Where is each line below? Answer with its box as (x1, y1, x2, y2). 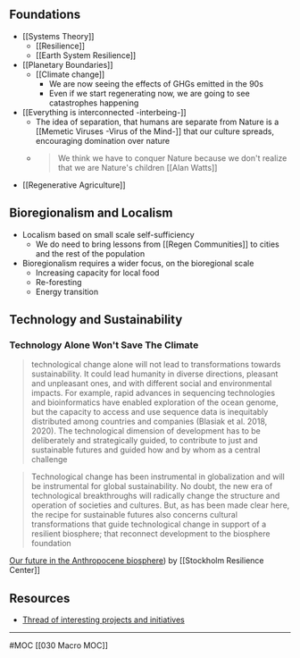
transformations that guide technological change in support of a (30, 519, 266, 530)
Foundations (9, 7, 81, 22)
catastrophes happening (48, 97, 139, 108)
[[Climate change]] (35, 69, 105, 80)
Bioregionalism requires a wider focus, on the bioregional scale (21, 257, 254, 268)
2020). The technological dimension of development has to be (30, 426, 261, 436)
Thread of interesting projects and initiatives (21, 614, 185, 625)
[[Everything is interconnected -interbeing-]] (21, 106, 187, 117)
